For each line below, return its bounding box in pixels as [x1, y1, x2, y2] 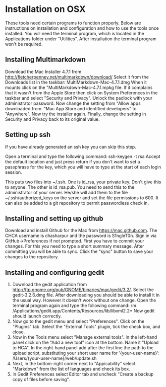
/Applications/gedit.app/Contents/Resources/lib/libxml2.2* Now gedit [12, 308, 155, 314]
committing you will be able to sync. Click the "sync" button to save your [5, 248, 154, 254]
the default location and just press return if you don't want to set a [5, 158, 140, 164]
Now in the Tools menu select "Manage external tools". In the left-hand [12, 334, 157, 340]
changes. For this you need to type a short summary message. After [5, 243, 145, 249]
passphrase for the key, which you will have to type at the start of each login [5, 164, 161, 170]
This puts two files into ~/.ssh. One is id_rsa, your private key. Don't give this [5, 179, 162, 185]
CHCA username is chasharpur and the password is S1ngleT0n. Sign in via [5, 232, 157, 239]
